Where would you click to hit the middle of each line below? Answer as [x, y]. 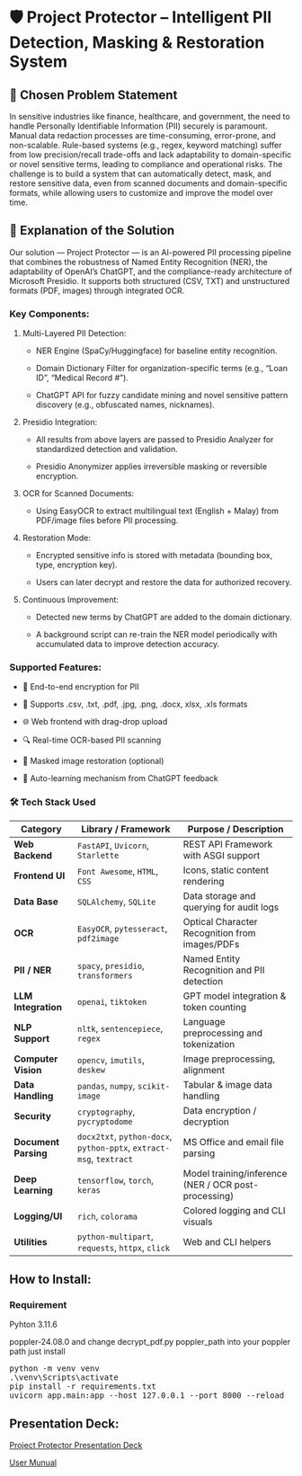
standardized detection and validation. [107, 449]
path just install [37, 1352]
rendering [204, 881]
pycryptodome [105, 1121]
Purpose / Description [235, 829]
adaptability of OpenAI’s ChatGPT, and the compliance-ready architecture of [151, 271]
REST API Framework [228, 844]
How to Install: [50, 1280]
